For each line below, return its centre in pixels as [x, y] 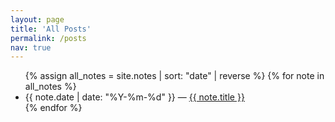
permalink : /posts [48, 38]
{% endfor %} [53, 108]
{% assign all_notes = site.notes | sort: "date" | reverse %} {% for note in [174, 76]
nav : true [31, 47]
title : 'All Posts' [51, 29]
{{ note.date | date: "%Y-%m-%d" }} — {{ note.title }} [134, 97]
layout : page [37, 19]
